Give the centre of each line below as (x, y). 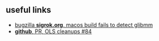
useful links (29, 10)
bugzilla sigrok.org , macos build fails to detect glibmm (83, 24)
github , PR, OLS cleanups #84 (53, 31)
